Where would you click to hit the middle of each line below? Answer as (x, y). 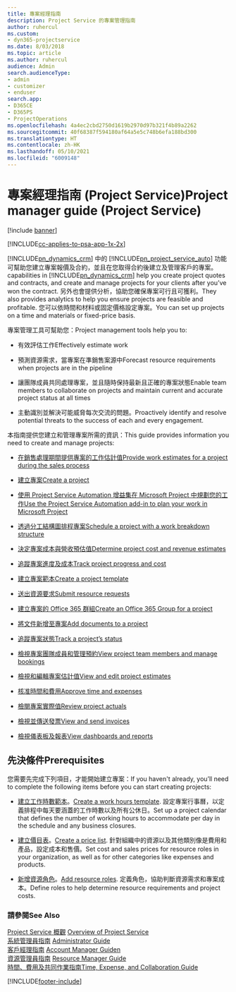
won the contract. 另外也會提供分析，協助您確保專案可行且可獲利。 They (112, 291)
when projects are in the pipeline (65, 368)
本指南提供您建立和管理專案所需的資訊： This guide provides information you (118, 435)
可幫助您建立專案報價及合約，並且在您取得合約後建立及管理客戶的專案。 (112, 267)
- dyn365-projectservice (44, 40)
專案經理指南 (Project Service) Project (118, 195)
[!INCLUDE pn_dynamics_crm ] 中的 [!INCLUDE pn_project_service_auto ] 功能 (117, 258)
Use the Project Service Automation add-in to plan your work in (116, 503)
